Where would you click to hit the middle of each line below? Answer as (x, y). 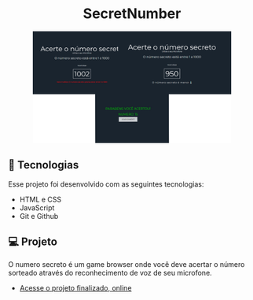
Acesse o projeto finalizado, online (75, 288)
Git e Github (39, 216)
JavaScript (37, 207)
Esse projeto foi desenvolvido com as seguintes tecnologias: (106, 184)
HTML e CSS (40, 199)
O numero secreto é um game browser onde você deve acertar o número (126, 265)
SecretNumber (132, 14)
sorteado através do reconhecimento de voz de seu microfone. (110, 273)
